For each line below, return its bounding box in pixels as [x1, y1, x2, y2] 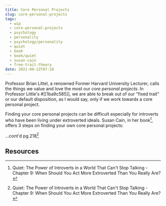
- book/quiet [9, 53, 37, 58]
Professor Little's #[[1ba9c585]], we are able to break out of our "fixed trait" [5, 91, 160, 97]
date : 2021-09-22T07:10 [5, 67, 54, 72]
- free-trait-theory [9, 62, 52, 67]
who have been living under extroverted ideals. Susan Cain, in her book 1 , [5, 117, 153, 123]
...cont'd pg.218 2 [5, 132, 40, 139]
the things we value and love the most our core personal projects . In [5, 86, 144, 91]
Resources [5, 147, 39, 156]
